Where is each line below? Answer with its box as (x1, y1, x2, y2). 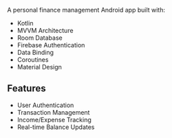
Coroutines (17, 56, 49, 64)
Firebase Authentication (17, 41, 85, 49)
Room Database (17, 34, 63, 42)
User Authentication (17, 101, 74, 109)
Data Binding (17, 48, 54, 56)
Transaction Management (17, 108, 90, 116)
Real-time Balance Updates (17, 123, 95, 131)
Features (7, 82, 46, 95)
